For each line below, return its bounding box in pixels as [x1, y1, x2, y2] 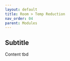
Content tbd [5, 51, 29, 57]
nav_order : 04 [5, 16, 34, 21]
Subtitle [5, 38, 29, 46]
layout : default [5, 7, 37, 12]
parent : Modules [5, 20, 37, 26]
